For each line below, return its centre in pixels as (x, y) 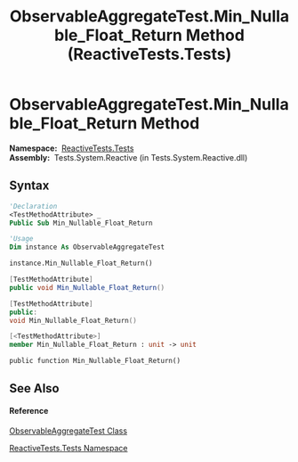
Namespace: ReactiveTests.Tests (72, 148)
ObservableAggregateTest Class (68, 431)
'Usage (21, 239)
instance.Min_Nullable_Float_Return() (81, 264)
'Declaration (33, 206)
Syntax (29, 186)
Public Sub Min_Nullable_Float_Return (81, 223)
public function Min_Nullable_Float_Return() (95, 361)
